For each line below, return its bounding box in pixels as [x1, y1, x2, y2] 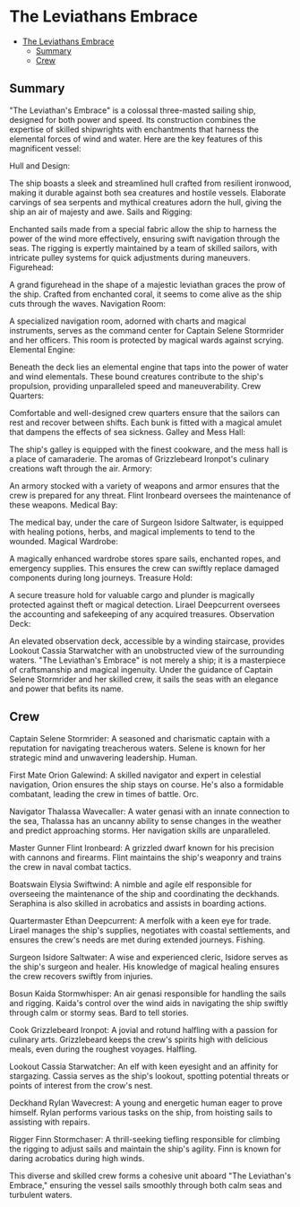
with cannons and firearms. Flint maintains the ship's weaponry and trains [9, 852, 282, 863]
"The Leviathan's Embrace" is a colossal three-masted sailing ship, [9, 105, 257, 116]
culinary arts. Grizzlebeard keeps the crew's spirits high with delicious [9, 1034, 269, 1045]
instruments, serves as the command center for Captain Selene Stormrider [9, 325, 285, 335]
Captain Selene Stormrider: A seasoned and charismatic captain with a [9, 733, 270, 743]
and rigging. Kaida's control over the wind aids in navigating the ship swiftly [9, 997, 288, 1008]
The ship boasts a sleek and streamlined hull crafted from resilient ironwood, [9, 178, 292, 188]
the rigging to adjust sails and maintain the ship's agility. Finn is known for [9, 1143, 282, 1154]
